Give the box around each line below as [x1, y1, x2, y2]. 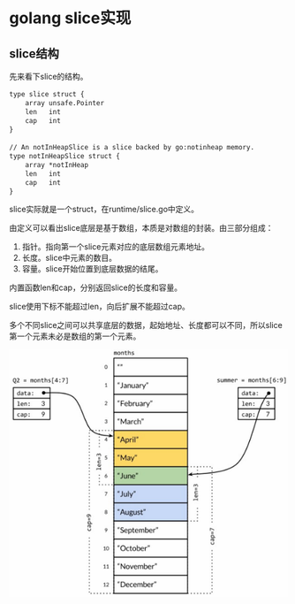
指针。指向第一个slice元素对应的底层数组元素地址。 [21, 241, 210, 252]
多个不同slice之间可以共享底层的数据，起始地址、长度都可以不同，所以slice [9, 320, 283, 330]
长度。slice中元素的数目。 [21, 253, 117, 263]
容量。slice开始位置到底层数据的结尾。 [21, 264, 163, 274]
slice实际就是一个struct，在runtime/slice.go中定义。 [9, 204, 200, 214]
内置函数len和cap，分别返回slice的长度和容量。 [9, 282, 183, 293]
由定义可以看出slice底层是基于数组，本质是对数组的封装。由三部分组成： [9, 223, 274, 233]
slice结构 [9, 46, 60, 61]
